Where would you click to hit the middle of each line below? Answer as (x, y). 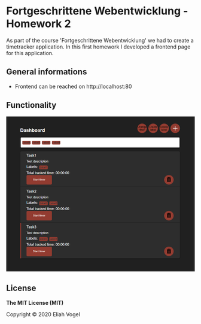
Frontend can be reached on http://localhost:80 (73, 86)
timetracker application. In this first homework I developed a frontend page (98, 47)
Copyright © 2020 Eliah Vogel (43, 314)
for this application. (30, 53)
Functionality (31, 105)
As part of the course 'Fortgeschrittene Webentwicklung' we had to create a (100, 40)
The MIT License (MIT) (35, 302)
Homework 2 (39, 24)
